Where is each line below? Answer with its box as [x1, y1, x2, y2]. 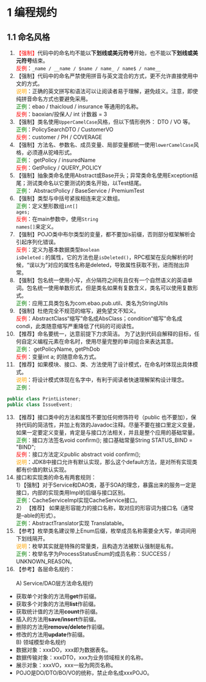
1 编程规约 [7, 6, 57, 20]
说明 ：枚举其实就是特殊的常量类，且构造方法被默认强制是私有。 [15, 542, 177, 550]
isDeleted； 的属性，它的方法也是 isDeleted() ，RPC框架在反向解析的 [15, 253, 188, 261]
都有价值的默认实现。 [15, 466, 70, 473]
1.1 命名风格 [7, 32, 51, 42]
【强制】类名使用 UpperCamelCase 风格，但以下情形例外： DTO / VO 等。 [15, 118, 194, 126]
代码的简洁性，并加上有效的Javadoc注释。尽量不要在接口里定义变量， [21, 421, 199, 429]
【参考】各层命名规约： [15, 565, 75, 572]
